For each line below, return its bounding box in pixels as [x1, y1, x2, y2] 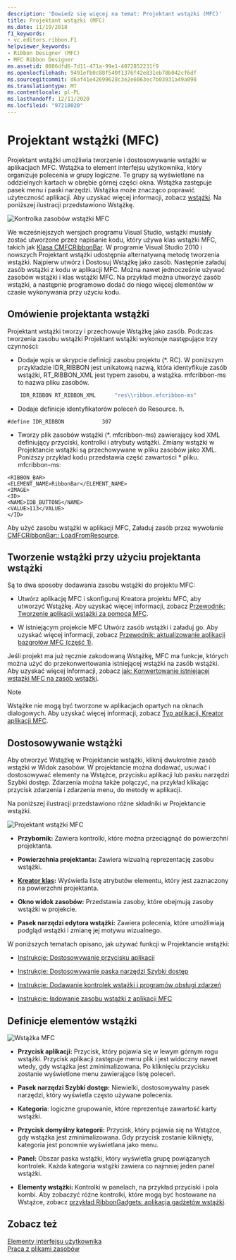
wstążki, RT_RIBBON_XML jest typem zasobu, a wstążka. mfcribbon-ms [17, 371, 227, 379]
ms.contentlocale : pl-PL [7, 89, 80, 96]
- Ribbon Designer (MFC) [7, 50, 80, 57]
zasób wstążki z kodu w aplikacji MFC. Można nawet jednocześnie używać [7, 265, 225, 273]
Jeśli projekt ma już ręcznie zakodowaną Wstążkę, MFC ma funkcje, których [7, 652, 229, 660]
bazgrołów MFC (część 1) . [17, 638, 94, 647]
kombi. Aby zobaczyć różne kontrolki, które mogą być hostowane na [17, 1190, 216, 1199]
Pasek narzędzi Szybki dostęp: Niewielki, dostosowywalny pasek [17, 1083, 210, 1092]
